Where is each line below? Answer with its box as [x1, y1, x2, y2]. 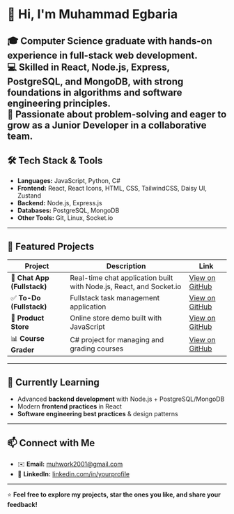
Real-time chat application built [69, 273, 173, 283]
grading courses [69, 344, 124, 353]
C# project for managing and [69, 335, 164, 344]
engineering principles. [7, 97, 111, 109]
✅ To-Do [10, 293, 41, 303]
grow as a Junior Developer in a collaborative [7, 119, 207, 131]
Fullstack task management [69, 293, 160, 303]
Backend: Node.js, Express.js [17, 199, 102, 207]
